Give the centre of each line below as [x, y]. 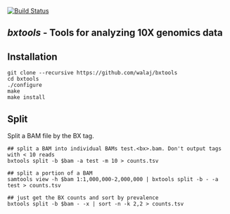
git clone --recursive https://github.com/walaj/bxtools [92, 73]
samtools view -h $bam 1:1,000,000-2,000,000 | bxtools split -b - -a [113, 180]
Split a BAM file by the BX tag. [51, 136]
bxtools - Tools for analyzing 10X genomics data [115, 33]
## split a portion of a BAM [50, 173]
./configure [25, 85]
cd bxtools [23, 79]
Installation [32, 56]
